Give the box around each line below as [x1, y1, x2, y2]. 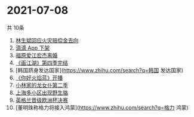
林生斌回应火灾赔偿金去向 [15, 36, 79, 44]
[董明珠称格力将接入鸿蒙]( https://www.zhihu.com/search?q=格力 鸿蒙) [15, 104, 189, 111]
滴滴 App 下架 [15, 44, 50, 51]
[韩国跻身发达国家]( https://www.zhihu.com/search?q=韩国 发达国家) [15, 66, 184, 73]
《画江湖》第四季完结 [15, 59, 68, 66]
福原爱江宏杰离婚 [15, 51, 58, 59]
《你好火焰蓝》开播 [15, 74, 63, 81]
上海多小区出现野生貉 [15, 89, 68, 96]
